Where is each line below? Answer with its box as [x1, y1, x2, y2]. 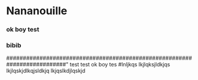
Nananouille [6, 4, 68, 18]
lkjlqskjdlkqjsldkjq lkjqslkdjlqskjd [6, 67, 86, 75]
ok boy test [6, 25, 39, 34]
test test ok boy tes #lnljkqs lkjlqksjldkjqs [69, 61, 170, 68]
